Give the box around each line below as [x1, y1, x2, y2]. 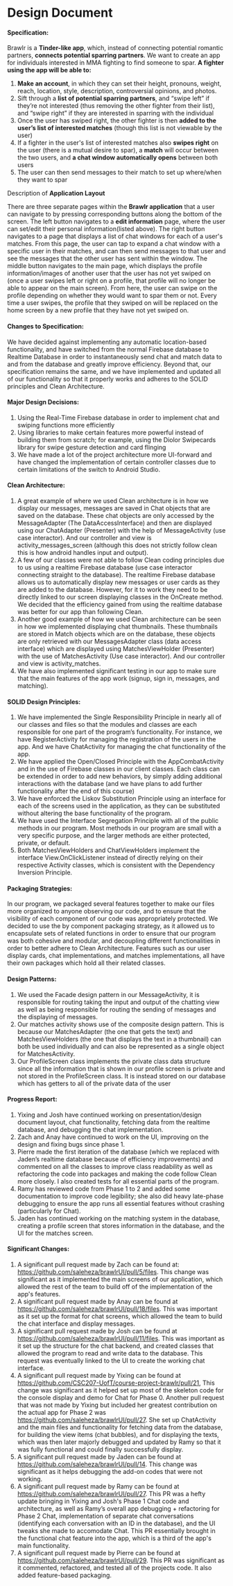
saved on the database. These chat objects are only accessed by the [17, 512, 215, 519]
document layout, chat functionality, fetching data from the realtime [17, 1117, 210, 1126]
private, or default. [17, 839, 71, 847]
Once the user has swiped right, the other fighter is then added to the [17, 116, 217, 125]
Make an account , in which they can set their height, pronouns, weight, [17, 79, 222, 88]
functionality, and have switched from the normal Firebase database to [7, 345, 209, 353]
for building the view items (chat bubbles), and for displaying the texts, [17, 1431, 220, 1439]
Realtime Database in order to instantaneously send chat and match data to [7, 352, 223, 361]
